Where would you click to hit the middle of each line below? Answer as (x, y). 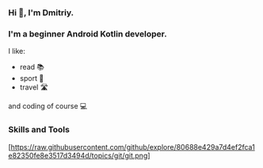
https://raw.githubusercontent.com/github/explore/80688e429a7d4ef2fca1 (133, 147)
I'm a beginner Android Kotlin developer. (88, 33)
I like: (17, 52)
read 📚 (32, 67)
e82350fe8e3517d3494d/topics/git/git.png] (79, 155)
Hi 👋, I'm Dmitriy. (41, 13)
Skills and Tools (39, 130)
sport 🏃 (32, 78)
